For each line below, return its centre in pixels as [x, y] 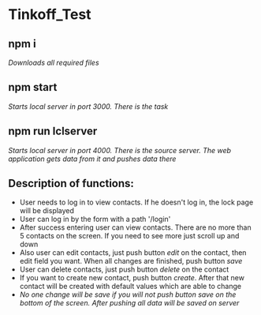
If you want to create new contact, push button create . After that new [132, 278]
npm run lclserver [53, 131]
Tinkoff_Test [50, 15]
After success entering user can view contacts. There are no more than [135, 227]
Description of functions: [71, 184]
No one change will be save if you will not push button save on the [128, 294]
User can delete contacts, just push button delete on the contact [124, 269]
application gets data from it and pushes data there [92, 159]
